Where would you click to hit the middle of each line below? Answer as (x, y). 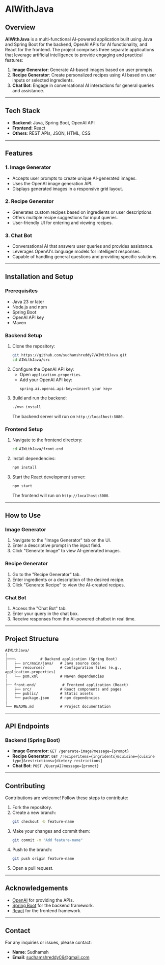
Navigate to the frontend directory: (47, 440)
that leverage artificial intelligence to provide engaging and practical (74, 55)
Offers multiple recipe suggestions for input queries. (65, 217)
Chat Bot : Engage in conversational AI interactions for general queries (83, 85)
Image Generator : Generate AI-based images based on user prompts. (83, 70)
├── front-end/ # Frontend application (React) (67, 685)
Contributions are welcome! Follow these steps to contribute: (67, 798)
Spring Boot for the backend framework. (53, 905)
